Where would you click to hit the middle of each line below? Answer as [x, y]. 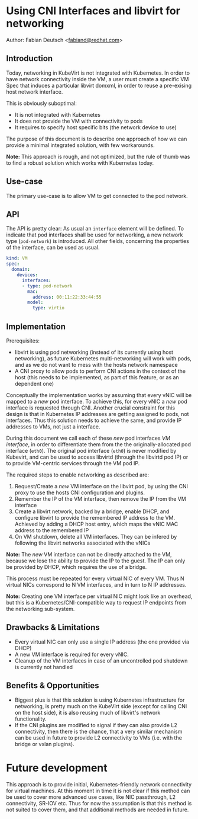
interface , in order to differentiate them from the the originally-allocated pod [98, 444]
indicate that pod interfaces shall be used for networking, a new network [95, 235]
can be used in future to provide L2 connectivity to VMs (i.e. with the [98, 738]
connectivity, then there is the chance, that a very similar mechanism [98, 731]
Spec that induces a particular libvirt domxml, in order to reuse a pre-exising [99, 85]
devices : [27, 275]
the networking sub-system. [40, 609]
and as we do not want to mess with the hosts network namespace [96, 364]
